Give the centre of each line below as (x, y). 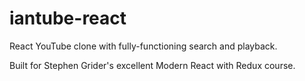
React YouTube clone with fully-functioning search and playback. (143, 46)
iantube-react (68, 18)
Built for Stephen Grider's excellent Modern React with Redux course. (152, 65)
